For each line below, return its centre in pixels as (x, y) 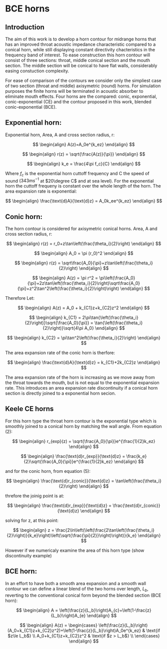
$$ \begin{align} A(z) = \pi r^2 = (65, 278)
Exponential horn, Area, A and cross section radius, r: (60, 135)
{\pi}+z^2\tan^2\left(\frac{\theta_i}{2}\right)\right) (68, 289)
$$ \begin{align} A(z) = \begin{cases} (59, 625)
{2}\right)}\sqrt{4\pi (63, 328)
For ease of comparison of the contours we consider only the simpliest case (83, 81)
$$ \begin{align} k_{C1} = (55, 318)
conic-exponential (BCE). (31, 107)
